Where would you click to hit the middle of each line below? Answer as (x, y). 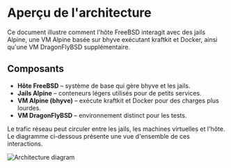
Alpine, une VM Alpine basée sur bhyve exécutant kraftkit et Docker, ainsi (112, 39)
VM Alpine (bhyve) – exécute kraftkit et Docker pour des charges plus (118, 100)
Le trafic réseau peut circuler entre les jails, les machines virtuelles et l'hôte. (116, 129)
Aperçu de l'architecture (79, 13)
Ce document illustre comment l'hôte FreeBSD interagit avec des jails (106, 32)
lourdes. (29, 108)
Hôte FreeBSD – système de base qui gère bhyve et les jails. (104, 86)
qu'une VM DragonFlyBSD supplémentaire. (69, 47)
